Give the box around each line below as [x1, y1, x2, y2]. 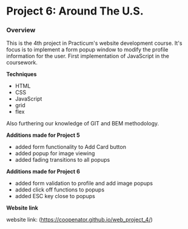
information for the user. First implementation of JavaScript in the [6, 53, 170, 60]
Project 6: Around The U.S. [6, 4, 144, 18]
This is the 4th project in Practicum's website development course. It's [6, 39, 183, 47]
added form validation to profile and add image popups [15, 180, 153, 187]
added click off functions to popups [15, 186, 105, 193]
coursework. [6, 59, 38, 66]
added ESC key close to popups [15, 193, 95, 200]
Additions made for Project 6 [6, 168, 81, 175]
